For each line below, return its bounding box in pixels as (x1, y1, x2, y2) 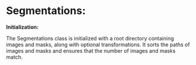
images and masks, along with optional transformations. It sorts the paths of (6, 41, 190, 48)
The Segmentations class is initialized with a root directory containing (6, 35, 174, 42)
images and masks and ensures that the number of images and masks (6, 47, 176, 54)
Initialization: (6, 23, 39, 30)
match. (6, 53, 23, 60)
